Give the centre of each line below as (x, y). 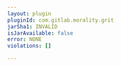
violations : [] (29, 46)
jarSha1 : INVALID (33, 26)
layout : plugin (29, 14)
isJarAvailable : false (40, 33)
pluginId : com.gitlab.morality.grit (60, 20)
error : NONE (24, 40)
